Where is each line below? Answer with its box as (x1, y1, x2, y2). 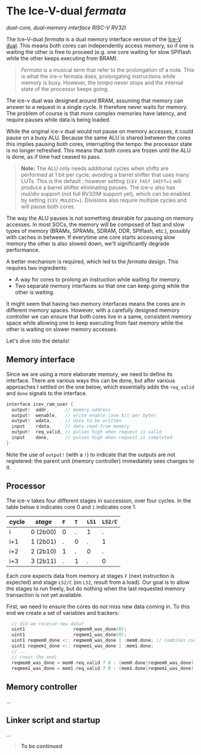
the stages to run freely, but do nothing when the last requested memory (6, 585, 185, 592)
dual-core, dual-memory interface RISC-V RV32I (6, 24, 127, 31)
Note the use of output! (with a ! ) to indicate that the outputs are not (6, 451, 175, 458)
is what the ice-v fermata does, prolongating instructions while (20, 72, 175, 80)
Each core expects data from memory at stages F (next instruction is (6, 572, 175, 579)
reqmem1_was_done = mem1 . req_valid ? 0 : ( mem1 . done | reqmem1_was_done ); (11, 665, 197, 671)
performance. (6, 246, 40, 253)
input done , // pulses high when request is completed (11, 435, 172, 441)
